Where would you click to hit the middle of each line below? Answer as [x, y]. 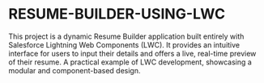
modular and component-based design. [75, 70]
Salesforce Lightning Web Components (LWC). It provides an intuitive [124, 44]
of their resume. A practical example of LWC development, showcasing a [130, 62]
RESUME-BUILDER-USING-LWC [117, 14]
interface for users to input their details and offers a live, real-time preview [132, 53]
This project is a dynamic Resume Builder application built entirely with [126, 36]
